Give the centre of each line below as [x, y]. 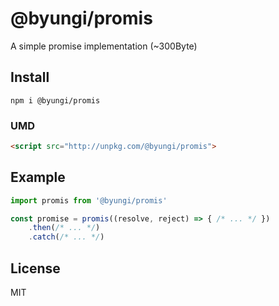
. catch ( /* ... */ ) [66, 237]
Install [30, 77]
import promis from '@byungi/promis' [89, 200]
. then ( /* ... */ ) [64, 228]
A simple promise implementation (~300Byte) [104, 46]
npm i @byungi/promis [55, 100]
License [35, 268]
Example [38, 177]
